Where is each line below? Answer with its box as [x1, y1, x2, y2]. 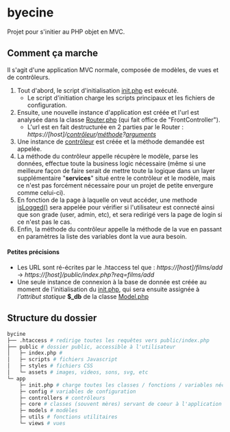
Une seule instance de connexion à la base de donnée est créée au [16, 277, 207, 286]
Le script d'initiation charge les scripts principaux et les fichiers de [27, 93, 216, 102]
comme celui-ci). [16, 188, 66, 196]
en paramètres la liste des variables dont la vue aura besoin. [16, 232, 187, 240]
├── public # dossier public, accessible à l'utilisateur [7, 343, 176, 350]
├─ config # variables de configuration [19, 388, 136, 395]
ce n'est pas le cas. [16, 218, 73, 226]
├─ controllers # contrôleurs [19, 394, 106, 401]
